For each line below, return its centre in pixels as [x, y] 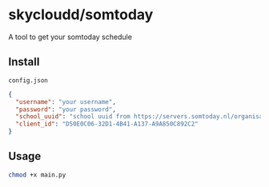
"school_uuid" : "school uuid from [73, 117]
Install [24, 62]
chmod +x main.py [37, 175]
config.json [28, 80]
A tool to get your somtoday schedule [70, 37]
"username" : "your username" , [66, 101]
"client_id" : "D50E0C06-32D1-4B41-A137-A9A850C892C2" [107, 124]
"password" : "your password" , [66, 109]
